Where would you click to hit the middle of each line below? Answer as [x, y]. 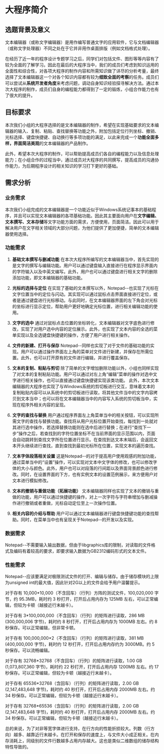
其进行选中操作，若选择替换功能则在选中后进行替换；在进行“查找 [77, 427]
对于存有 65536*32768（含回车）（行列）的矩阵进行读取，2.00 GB [72, 683]
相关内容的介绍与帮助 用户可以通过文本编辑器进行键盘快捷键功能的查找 [83, 513]
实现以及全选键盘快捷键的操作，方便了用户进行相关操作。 [74, 335]
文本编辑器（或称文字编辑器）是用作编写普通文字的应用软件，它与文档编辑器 [82, 42]
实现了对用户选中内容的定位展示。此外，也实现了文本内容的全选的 [87, 329]
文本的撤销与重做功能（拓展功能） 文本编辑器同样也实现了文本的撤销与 [83, 491]
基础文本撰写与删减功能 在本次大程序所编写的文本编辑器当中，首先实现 [83, 259]
